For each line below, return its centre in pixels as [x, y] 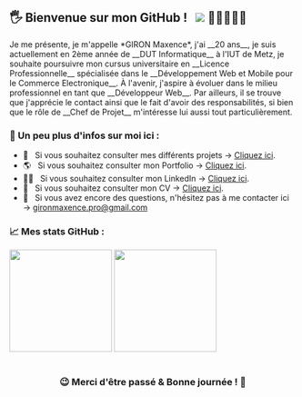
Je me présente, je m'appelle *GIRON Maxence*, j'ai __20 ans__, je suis [143, 44]
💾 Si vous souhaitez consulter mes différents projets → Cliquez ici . [149, 155]
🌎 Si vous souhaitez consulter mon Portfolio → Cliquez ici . [135, 165]
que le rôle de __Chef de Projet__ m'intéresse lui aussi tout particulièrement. [151, 112]
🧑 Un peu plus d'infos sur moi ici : [85, 135]
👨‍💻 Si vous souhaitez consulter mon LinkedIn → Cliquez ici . [136, 179]
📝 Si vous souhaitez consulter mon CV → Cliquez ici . [123, 188]
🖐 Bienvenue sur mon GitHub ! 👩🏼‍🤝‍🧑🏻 [128, 18]
